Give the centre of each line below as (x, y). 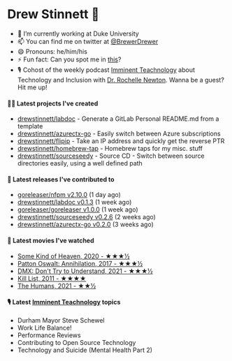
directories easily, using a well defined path (80, 163)
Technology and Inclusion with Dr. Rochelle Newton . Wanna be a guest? (121, 80)
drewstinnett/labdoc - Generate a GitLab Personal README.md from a (118, 119)
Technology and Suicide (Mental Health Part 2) (85, 350)
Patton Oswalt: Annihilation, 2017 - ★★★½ (80, 263)
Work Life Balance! (44, 327)
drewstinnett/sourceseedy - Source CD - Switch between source (111, 156)
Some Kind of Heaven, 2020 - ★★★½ (74, 256)
